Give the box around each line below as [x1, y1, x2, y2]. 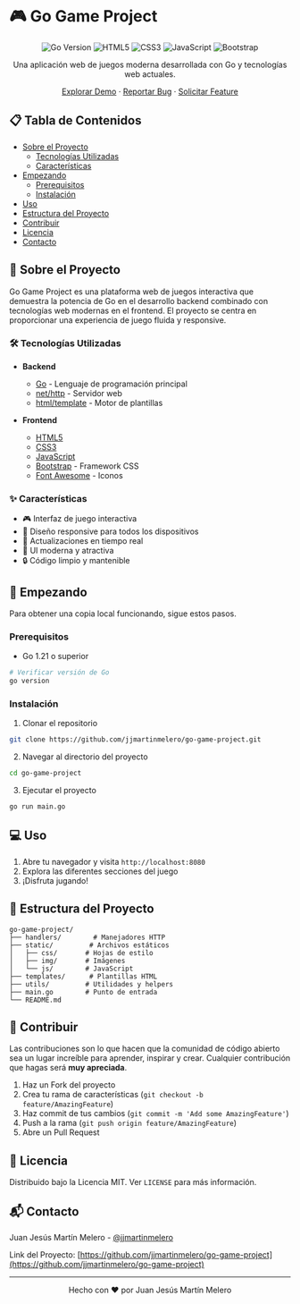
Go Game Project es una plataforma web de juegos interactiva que [9, 286, 254, 297]
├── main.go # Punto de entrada [9, 987, 158, 996]
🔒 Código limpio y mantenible [21, 555, 131, 566]
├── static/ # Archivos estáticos [9, 940, 170, 950]
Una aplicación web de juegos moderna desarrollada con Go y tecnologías [12, 59, 287, 70]
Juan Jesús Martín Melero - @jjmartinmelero [9, 1232, 174, 1242]
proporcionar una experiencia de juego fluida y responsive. [9, 314, 227, 326]
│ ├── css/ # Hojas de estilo [9, 948, 154, 957]
